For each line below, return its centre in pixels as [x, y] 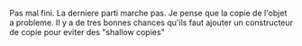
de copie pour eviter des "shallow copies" [87, 32]
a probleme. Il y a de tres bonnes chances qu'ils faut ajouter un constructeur [151, 23]
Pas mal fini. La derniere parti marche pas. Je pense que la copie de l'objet [148, 13]
